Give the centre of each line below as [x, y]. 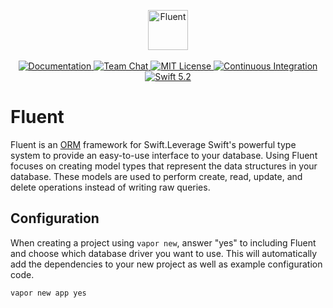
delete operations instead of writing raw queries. [110, 187]
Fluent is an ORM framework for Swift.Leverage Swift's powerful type [153, 144]
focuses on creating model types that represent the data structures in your [164, 166]
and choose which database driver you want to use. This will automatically [164, 253]
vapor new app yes [48, 293]
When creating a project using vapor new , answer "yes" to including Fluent [163, 242]
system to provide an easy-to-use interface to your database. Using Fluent [164, 155]
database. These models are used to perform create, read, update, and [156, 176]
